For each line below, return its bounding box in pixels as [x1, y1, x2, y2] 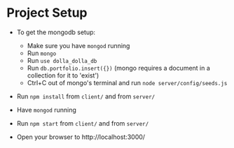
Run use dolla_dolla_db [27, 56, 97, 64]
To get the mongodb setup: [16, 28, 96, 36]
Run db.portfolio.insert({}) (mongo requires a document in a [27, 64, 211, 72]
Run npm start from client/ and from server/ [16, 119, 149, 127]
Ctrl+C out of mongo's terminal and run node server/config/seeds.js [27, 78, 228, 87]
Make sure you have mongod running [27, 41, 130, 50]
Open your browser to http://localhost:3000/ [16, 133, 145, 141]
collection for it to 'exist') [27, 71, 99, 80]
